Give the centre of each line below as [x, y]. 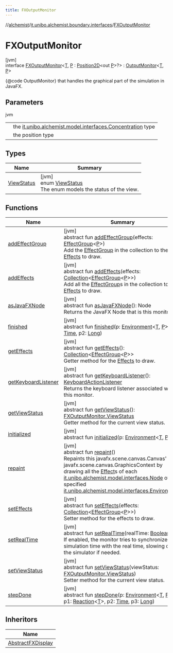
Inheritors [21, 620]
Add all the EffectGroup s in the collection [113, 284]
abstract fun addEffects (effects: [102, 271]
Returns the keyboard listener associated [113, 388]
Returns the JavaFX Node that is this [108, 312]
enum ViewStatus [62, 183]
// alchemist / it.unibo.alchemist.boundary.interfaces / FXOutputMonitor [78, 25]
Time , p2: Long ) [83, 333]
